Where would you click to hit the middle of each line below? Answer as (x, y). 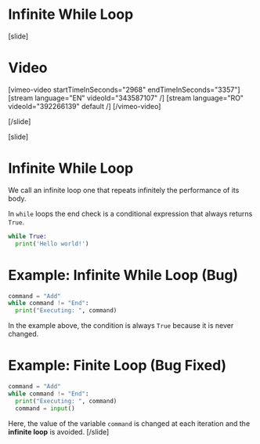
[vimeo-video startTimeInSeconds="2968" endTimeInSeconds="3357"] (124, 89)
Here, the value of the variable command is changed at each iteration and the (129, 423)
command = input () (45, 408)
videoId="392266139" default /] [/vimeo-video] (85, 106)
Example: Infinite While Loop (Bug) (123, 275)
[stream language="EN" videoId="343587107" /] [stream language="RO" (126, 98)
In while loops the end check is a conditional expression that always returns (130, 213)
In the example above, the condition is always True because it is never (121, 326)
